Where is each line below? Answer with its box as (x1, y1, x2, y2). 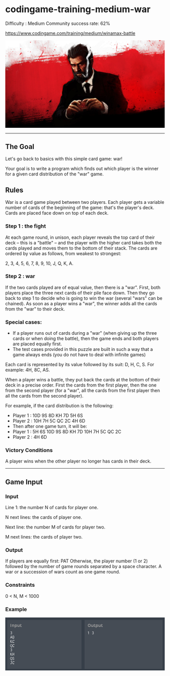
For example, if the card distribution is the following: (5, 403, 114, 409)
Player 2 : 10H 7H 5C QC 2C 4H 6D (12, 418, 86, 424)
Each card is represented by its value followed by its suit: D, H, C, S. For (5, 362, 154, 368)
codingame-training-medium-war (5, 4, 151, 15)
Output (5, 547, 23, 554)
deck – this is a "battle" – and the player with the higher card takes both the (5, 239, 162, 245)
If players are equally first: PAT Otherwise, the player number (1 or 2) (5, 558, 148, 564)
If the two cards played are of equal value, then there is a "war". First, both (5, 284, 161, 290)
